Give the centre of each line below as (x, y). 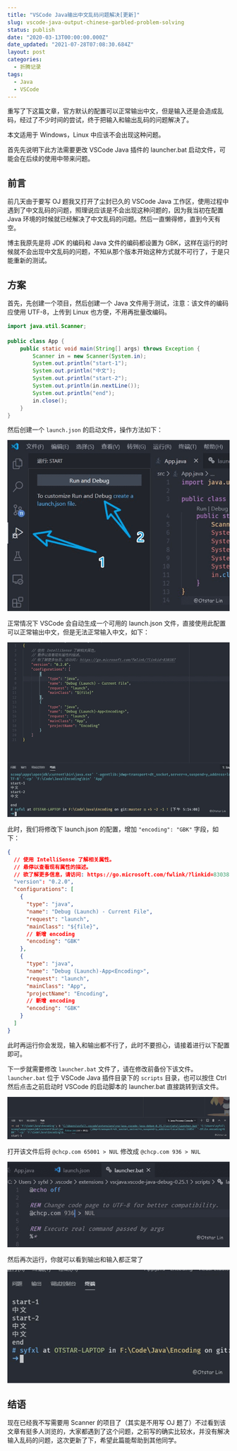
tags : (15, 74)
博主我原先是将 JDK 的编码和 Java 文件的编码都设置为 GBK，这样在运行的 (115, 243)
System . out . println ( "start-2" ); (80, 378)
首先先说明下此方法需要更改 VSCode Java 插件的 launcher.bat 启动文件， (114, 150)
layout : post (26, 52)
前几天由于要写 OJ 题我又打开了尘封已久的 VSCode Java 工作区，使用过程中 (118, 202)
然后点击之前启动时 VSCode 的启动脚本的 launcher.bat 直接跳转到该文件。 (115, 1086)
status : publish (31, 30)
